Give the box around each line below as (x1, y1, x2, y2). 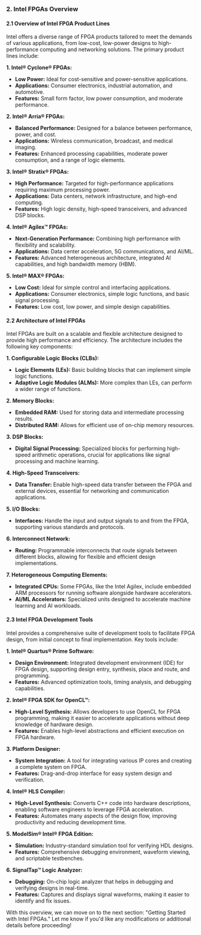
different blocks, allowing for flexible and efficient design (14, 553, 156, 561)
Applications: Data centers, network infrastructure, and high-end (14, 193, 177, 200)
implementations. (14, 560, 58, 567)
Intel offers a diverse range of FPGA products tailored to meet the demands (6, 33, 193, 40)
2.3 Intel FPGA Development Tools (6, 616, 93, 623)
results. (14, 415, 34, 422)
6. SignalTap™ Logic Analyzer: (6, 866, 83, 874)
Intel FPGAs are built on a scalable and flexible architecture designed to (6, 330, 183, 338)
